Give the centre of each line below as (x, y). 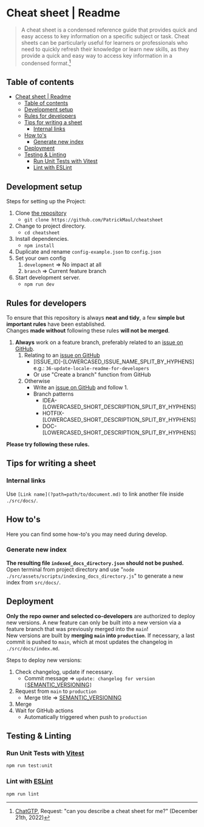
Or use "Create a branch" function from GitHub (92, 375)
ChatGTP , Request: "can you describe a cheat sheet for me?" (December (106, 811)
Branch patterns (53, 394)
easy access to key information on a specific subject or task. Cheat (105, 36)
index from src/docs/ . (33, 582)
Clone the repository (41, 213)
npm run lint (23, 794)
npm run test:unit (29, 766)
